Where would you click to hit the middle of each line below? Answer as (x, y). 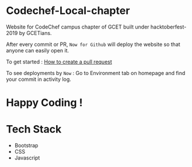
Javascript (27, 158)
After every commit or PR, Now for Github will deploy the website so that (93, 44)
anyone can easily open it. (38, 50)
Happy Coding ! (44, 103)
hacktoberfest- (169, 27)
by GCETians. (35, 33)
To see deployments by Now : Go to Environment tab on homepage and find (96, 73)
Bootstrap (26, 145)
